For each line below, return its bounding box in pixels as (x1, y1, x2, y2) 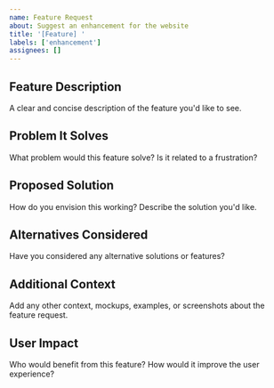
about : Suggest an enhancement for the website (9, 21, 189, 30)
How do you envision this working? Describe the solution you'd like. (9, 201, 257, 212)
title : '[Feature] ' (9, 29, 86, 38)
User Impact (9, 335, 78, 351)
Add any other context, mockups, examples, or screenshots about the (9, 300, 265, 311)
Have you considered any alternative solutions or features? (9, 251, 225, 262)
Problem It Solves (9, 128, 109, 143)
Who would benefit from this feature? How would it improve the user (9, 360, 260, 369)
